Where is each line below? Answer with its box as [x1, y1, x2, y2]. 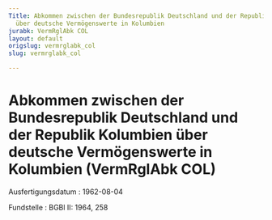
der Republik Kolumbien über [8, 126, 208, 144]
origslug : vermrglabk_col [8, 42, 96, 50]
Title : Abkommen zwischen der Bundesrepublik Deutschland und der [8, 11, 237, 20]
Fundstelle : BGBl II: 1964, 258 [8, 202, 108, 212]
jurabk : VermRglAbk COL [8, 27, 89, 35]
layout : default [8, 34, 63, 43]
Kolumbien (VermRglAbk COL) [8, 160, 216, 179]
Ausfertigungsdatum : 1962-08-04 [8, 187, 124, 197]
